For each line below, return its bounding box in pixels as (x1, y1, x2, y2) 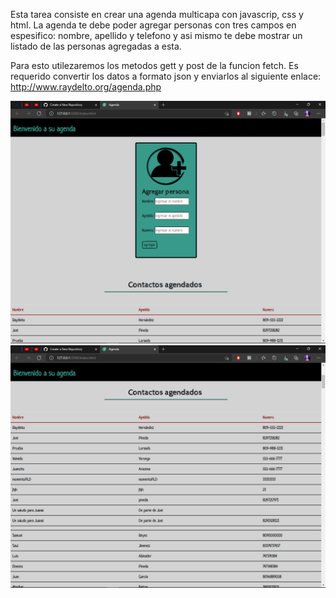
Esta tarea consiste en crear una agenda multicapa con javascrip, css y (10, 9, 304, 20)
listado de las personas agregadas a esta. (10, 40, 182, 52)
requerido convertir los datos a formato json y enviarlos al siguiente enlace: (10, 70, 322, 82)
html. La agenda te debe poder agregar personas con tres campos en (10, 19, 297, 31)
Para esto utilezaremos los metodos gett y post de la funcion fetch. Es (10, 60, 299, 71)
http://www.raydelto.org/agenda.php (10, 81, 162, 93)
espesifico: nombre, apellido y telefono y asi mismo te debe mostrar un (10, 30, 303, 41)
